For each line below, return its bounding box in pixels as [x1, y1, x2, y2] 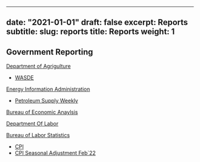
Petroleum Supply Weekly [14, 97, 79, 104]
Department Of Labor [6, 120, 58, 128]
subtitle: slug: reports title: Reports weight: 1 [6, 27, 175, 37]
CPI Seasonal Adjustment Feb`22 [14, 150, 96, 157]
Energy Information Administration [6, 85, 90, 93]
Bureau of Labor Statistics [6, 132, 70, 139]
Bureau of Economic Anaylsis [6, 109, 79, 116]
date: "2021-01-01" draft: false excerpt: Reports [6, 17, 189, 27]
